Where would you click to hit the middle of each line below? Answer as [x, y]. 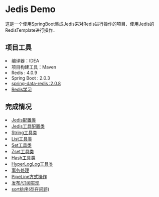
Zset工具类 [23, 151]
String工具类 [25, 133]
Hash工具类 [24, 158]
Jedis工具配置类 [28, 126]
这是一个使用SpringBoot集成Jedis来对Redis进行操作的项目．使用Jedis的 [80, 24]
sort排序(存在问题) [31, 189]
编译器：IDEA [25, 60]
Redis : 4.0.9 [25, 73]
